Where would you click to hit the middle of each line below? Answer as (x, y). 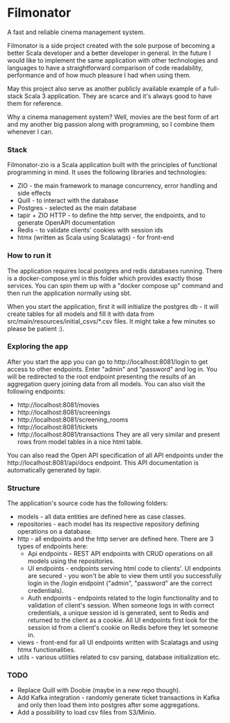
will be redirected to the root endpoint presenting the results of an (101, 376)
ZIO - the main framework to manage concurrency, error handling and (117, 186)
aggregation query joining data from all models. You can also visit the (106, 383)
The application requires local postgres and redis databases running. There (115, 271)
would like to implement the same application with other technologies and (113, 60)
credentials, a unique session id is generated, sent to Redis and (118, 613)
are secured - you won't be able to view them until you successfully (125, 576)
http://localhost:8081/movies (58, 404)
